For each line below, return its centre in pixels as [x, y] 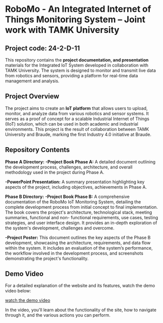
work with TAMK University [62, 30]
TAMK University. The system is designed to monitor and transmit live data [81, 70]
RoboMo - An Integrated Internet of [78, 9]
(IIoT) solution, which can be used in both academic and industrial [72, 124]
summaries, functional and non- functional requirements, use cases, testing [82, 217]
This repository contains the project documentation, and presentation [77, 60]
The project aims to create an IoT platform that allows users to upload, [77, 108]
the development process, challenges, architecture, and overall [69, 167]
